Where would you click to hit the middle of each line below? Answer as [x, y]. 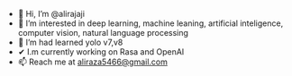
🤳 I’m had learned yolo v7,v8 [70, 42]
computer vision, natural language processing [103, 33]
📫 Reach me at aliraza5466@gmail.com [93, 62]
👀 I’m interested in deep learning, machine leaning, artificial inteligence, [151, 23]
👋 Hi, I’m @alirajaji [51, 14]
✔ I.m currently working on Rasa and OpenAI [101, 52]
